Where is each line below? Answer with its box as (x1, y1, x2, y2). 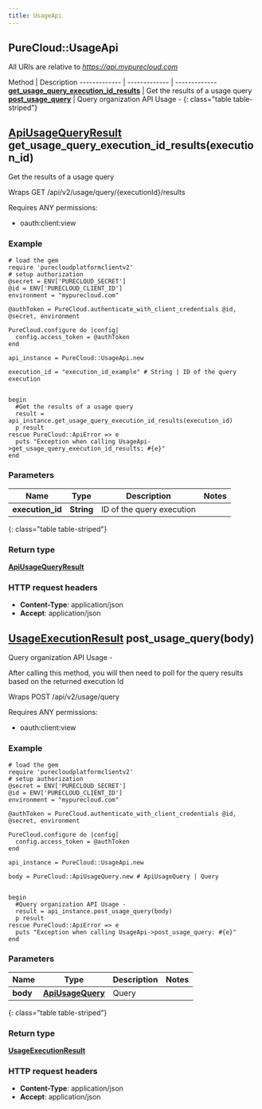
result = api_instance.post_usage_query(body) (15, 907, 173, 916)
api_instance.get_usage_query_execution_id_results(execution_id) (8, 416, 233, 424)
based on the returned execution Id (8, 677, 124, 686)
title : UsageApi (8, 11, 62, 20)
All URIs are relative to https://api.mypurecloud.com (8, 62, 178, 72)
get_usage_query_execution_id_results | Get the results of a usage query (8, 86, 252, 96)
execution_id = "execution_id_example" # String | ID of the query (8, 368, 237, 376)
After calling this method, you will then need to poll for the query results (8, 668, 244, 678)
